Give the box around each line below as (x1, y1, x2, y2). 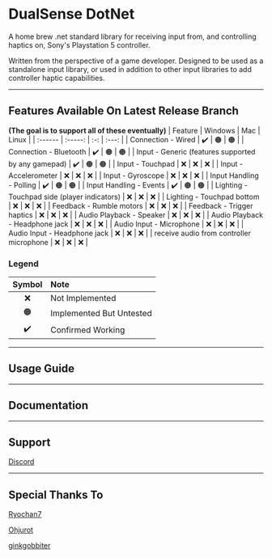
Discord (8, 457, 35, 467)
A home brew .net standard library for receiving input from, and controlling (8, 32, 257, 41)
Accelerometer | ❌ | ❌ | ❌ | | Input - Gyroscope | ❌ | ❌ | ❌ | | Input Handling (8, 171, 259, 180)
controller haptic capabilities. (8, 73, 105, 82)
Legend (8, 258, 39, 269)
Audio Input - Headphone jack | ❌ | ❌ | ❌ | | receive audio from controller (8, 228, 251, 238)
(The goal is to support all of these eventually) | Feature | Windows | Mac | (8, 125, 261, 135)
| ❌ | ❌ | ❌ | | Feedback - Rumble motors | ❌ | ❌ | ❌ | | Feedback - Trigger (8, 201, 253, 210)
